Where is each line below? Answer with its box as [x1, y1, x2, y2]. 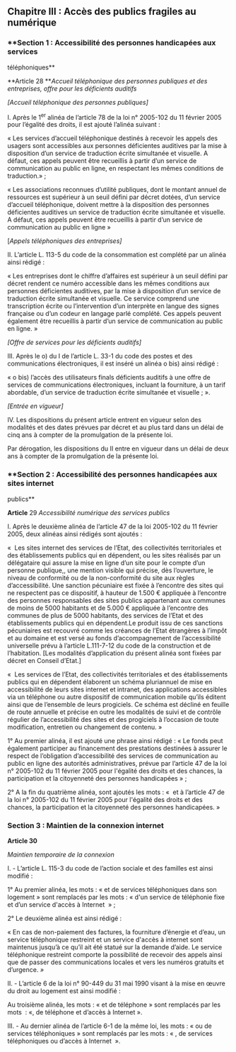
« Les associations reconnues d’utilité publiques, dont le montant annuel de [7, 186, 227, 194]
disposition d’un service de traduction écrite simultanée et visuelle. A [7, 149, 208, 158]
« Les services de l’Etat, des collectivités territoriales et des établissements [7, 669, 228, 679]
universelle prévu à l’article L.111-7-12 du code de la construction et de [7, 641, 211, 650]
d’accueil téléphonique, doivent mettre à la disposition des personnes [7, 200, 210, 209]
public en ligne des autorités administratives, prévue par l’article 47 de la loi [7, 759, 228, 767]
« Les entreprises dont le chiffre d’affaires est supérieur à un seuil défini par [7, 272, 228, 281]
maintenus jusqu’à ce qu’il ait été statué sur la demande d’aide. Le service [7, 942, 223, 951]
